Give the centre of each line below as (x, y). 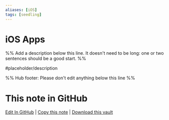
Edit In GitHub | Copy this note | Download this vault (59, 112)
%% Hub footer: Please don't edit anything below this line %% (70, 78)
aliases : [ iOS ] (21, 10)
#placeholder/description (32, 68)
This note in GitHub (46, 98)
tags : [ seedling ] (23, 15)
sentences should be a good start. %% (46, 59)
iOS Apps (25, 39)
